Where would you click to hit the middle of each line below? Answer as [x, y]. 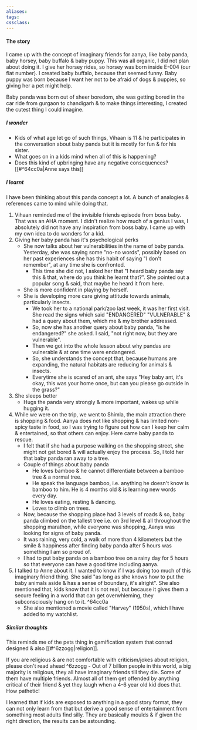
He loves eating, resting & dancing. [74, 502]
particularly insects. [47, 302]
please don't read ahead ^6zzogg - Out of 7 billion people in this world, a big [98, 666]
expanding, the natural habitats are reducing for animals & [102, 364]
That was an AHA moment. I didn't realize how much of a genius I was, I [101, 221]
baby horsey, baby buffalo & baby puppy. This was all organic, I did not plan [98, 60]
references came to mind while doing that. [57, 203]
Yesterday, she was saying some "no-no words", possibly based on [105, 252]
